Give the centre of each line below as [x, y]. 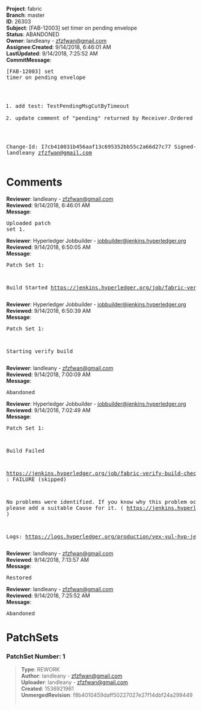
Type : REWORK [40, 670]
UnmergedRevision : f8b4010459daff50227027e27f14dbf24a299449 [107, 695]
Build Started [27, 287]
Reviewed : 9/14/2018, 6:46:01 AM [48, 205]
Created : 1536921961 [47, 689]
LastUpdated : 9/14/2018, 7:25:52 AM [52, 53]
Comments [34, 182]
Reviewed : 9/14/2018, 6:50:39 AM [49, 310]
